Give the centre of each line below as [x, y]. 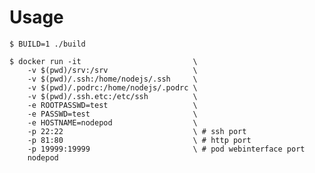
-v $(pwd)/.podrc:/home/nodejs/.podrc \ [112, 87]
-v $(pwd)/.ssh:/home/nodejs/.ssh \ [112, 79]
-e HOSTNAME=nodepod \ [112, 122]
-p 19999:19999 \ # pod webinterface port [166, 149]
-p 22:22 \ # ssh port [137, 131]
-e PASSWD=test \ [112, 114]
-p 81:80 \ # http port [139, 140]
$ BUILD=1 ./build [47, 44]
